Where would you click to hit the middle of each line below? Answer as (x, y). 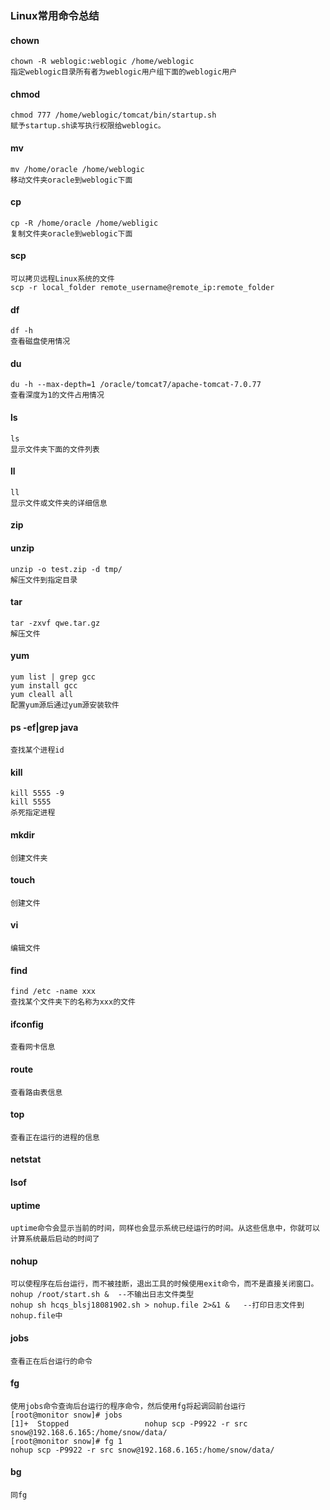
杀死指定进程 (33, 813)
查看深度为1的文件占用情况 (57, 395)
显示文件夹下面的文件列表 (55, 449)
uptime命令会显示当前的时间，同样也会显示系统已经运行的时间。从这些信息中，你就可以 (165, 1228)
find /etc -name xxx (53, 992)
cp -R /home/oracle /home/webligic (84, 223)
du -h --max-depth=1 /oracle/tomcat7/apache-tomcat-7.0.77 (136, 385)
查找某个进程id (37, 750)
